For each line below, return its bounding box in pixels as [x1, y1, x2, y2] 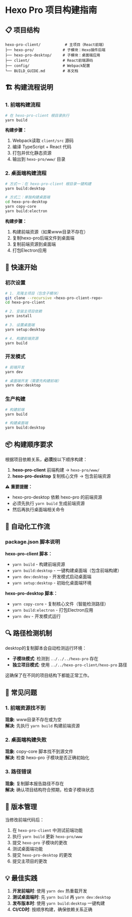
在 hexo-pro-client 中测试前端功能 [12, 827, 83, 833]
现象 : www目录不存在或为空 [5, 717, 62, 723]
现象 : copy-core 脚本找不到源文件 [5, 748, 73, 755]
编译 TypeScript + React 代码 [12, 144, 72, 150]
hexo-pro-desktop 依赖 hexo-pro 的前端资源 [12, 494, 102, 500]
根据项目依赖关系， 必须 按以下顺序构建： [5, 456, 88, 462]
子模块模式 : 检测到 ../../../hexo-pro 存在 [12, 656, 99, 662]
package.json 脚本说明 [5, 538, 60, 545]
